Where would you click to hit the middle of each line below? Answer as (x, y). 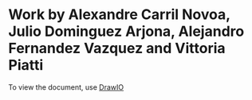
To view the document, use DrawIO (66, 87)
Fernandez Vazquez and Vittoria (117, 48)
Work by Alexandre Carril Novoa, (119, 15)
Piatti (26, 65)
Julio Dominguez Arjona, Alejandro (126, 31)
